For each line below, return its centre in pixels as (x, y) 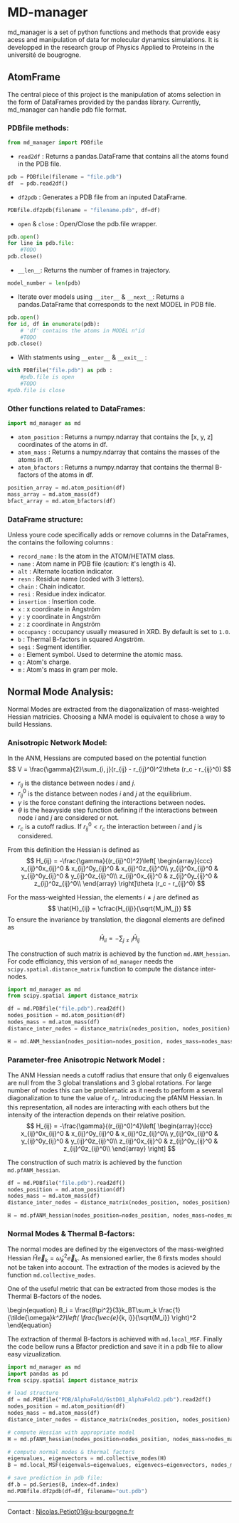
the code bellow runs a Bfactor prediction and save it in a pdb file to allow (115, 1347)
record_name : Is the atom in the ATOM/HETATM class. (96, 556)
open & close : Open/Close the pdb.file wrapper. (87, 223)
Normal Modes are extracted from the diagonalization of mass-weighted (113, 709)
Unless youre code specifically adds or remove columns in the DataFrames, (118, 534)
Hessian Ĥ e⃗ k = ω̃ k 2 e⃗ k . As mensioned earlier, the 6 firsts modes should (115, 1258)
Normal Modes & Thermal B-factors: (71, 1234)
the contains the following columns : (60, 542)
